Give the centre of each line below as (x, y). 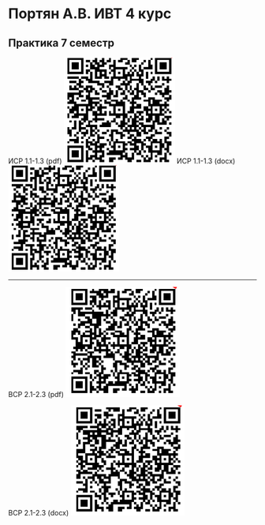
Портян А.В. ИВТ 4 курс (90, 14)
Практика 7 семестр (61, 43)
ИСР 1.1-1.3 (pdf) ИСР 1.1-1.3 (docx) (122, 161)
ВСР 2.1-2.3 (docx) (39, 513)
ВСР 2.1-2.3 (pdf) (36, 394)
